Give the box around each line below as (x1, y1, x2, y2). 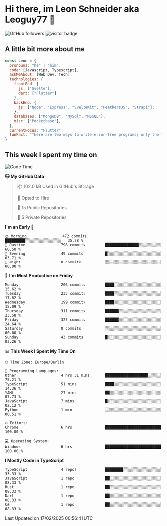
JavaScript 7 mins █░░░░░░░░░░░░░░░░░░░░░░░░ (5, 399, 162, 404)
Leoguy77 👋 (5, 14, 55, 25)
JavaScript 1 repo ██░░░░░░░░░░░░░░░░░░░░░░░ (5, 476, 162, 481)
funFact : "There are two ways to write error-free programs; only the (9, 132, 159, 137)
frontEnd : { (14, 81, 39, 87)
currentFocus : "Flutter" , (9, 128, 64, 132)
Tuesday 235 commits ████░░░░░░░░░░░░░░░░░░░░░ (5, 291, 162, 296)
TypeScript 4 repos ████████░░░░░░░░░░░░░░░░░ (5, 467, 162, 472)
